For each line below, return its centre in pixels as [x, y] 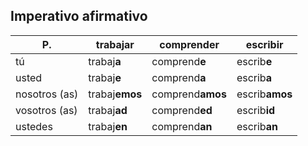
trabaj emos [115, 94]
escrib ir [264, 44]
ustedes [34, 126]
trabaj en [108, 126]
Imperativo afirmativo [79, 16]
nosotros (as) [47, 94]
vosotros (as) [46, 110]
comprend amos [189, 94]
